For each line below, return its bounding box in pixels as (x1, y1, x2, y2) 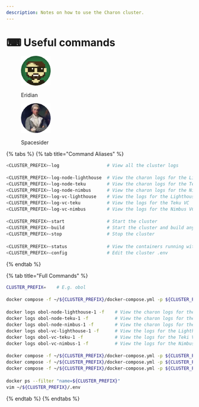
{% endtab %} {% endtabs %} (6, 395, 80, 402)
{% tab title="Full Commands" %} (6, 272, 88, 279)
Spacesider (21, 139, 49, 146)
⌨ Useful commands (6, 36, 115, 49)
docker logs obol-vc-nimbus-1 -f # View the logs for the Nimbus (6, 341, 195, 347)
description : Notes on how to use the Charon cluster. (6, 9, 145, 15)
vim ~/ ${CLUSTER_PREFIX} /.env (6, 384, 81, 390)
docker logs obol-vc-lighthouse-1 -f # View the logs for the (6, 328, 176, 334)
